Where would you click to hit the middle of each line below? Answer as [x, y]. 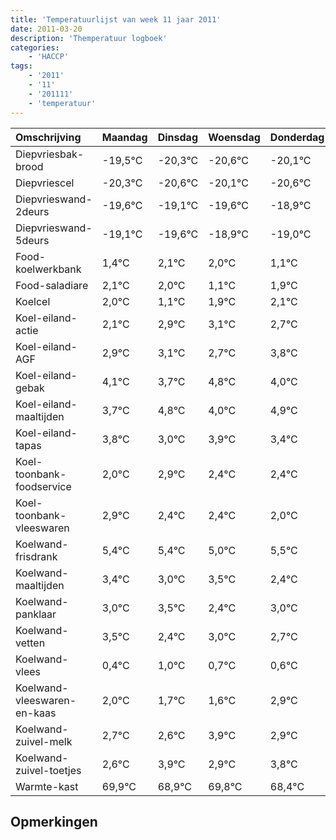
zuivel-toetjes [48, 770]
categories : [35, 47]
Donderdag [297, 137]
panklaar [36, 614]
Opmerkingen [54, 821]
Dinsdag [177, 137]
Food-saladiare [52, 285]
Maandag [124, 137]
